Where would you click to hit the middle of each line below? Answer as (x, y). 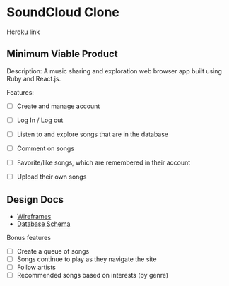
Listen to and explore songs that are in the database (93, 134)
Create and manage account (58, 106)
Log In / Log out (40, 120)
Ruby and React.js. (34, 78)
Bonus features (29, 237)
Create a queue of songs (53, 251)
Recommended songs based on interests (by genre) (93, 275)
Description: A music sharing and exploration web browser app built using (114, 71)
